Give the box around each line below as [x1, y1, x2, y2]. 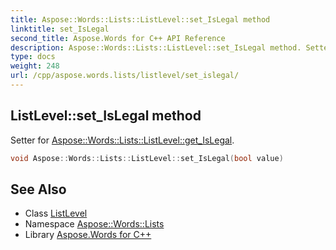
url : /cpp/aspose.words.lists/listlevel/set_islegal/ [10, 71, 240, 81]
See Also [10, 181, 67, 198]
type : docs [10, 52, 56, 62]
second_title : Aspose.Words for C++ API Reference [10, 33, 226, 43]
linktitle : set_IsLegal [10, 24, 110, 34]
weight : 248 [10, 61, 60, 71]
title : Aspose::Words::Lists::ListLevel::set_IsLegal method [10, 14, 271, 25]
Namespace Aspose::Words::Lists [24, 218, 165, 230]
